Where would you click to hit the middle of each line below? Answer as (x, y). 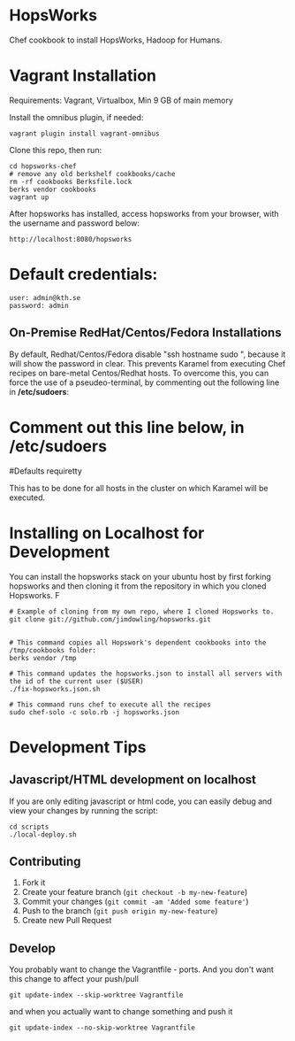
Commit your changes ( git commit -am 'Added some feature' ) (135, 902)
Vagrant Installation (83, 76)
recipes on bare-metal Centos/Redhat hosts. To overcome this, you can (139, 373)
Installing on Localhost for (107, 533)
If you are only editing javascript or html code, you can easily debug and (140, 801)
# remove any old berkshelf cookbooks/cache (92, 173)
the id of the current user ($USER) (76, 681)
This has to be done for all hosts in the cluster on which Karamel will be (139, 488)
